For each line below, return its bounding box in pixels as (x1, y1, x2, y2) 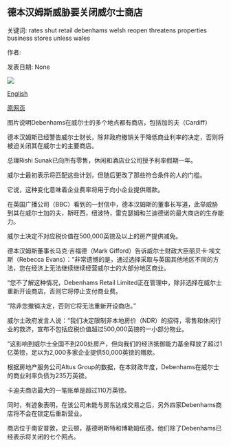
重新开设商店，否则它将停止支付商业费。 (7, 287, 122, 295)
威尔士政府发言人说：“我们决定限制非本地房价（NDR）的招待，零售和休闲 (7, 316, 215, 324)
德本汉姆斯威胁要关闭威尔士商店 (7, 6, 143, 19)
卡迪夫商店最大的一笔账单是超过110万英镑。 (7, 386, 131, 394)
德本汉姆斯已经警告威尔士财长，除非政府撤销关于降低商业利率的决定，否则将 (7, 133, 224, 141)
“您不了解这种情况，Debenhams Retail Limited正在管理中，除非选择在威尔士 (7, 278, 222, 287)
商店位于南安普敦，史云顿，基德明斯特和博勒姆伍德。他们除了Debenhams (7, 424, 217, 432)
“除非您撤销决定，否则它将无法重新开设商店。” (7, 302, 136, 310)
